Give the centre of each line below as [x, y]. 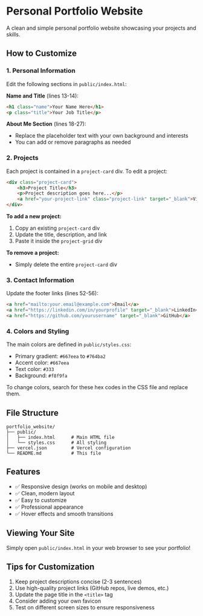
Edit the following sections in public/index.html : [66, 84]
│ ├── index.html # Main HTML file [60, 438]
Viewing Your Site [40, 533]
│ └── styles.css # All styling [56, 443]
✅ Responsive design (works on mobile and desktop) [81, 486]
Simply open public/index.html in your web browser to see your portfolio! [98, 547]
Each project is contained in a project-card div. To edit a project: [87, 171]
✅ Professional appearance [49, 507]
